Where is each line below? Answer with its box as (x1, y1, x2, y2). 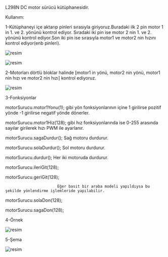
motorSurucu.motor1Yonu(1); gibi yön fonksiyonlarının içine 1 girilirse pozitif (5, 104, 161, 111)
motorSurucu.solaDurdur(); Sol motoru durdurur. (5, 144, 106, 151)
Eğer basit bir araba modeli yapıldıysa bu (57, 184, 150, 189)
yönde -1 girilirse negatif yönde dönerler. (5, 110, 90, 116)
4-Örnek (5, 217, 23, 223)
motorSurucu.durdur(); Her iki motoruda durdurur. (5, 155, 108, 160)
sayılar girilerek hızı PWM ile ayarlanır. (5, 125, 84, 131)
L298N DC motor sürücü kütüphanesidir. (5, 5, 89, 10)
